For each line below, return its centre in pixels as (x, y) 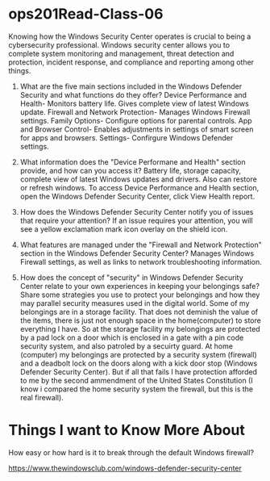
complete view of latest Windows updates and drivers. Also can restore (139, 179)
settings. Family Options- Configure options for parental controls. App (136, 120)
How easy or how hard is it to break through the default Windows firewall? (131, 452)
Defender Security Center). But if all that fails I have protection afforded (139, 371)
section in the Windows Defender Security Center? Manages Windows (137, 253)
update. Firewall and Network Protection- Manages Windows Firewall (135, 112)
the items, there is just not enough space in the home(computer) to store (141, 320)
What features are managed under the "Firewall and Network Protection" (141, 245)
